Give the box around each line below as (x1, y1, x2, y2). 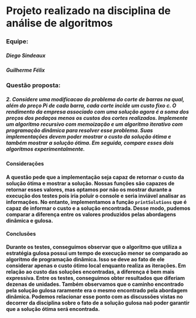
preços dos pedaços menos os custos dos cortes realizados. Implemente (6, 115, 188, 122)
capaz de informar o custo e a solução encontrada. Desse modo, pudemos (6, 205, 191, 212)
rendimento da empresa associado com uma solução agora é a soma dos (6, 108, 189, 115)
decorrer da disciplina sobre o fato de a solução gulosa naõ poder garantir (6, 299, 190, 306)
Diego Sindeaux (6, 51, 46, 59)
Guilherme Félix (6, 67, 45, 74)
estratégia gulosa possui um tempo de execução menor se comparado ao (6, 250, 188, 257)
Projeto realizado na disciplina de (6, 4, 171, 18)
